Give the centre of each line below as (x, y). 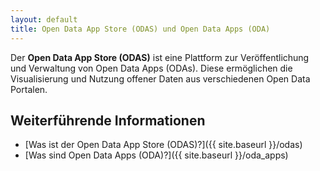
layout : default (44, 19)
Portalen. (29, 89)
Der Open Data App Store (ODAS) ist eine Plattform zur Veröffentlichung (160, 57)
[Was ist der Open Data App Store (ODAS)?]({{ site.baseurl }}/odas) (163, 145)
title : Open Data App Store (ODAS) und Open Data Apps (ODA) (140, 29)
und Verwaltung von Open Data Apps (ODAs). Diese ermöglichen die (151, 68)
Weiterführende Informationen (108, 120)
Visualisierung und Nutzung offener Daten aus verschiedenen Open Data (160, 78)
